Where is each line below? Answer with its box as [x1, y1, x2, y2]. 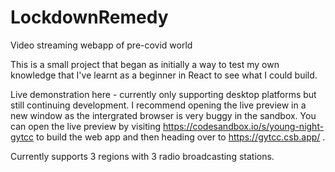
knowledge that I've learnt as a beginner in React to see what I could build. [10, 69, 318, 81]
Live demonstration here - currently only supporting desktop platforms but [10, 88, 317, 100]
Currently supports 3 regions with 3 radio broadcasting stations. [10, 150, 275, 162]
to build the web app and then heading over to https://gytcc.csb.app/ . [36, 131, 326, 143]
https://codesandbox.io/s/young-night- [162, 120, 325, 132]
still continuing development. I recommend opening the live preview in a [10, 99, 307, 111]
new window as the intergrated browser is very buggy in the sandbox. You [10, 109, 317, 121]
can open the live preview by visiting [10, 120, 162, 132]
